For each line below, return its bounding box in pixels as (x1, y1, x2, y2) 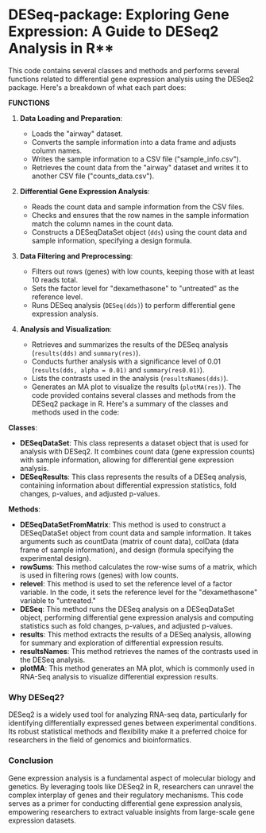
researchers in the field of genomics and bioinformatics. (8, 735, 192, 745)
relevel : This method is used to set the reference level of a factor (19, 578, 233, 588)
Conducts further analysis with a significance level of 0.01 (31, 356, 221, 366)
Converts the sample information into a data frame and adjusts (31, 137, 237, 146)
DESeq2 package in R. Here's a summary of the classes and (31, 399, 229, 408)
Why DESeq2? (8, 691, 65, 703)
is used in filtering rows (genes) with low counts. (19, 570, 179, 580)
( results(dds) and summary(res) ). (31, 348, 141, 357)
